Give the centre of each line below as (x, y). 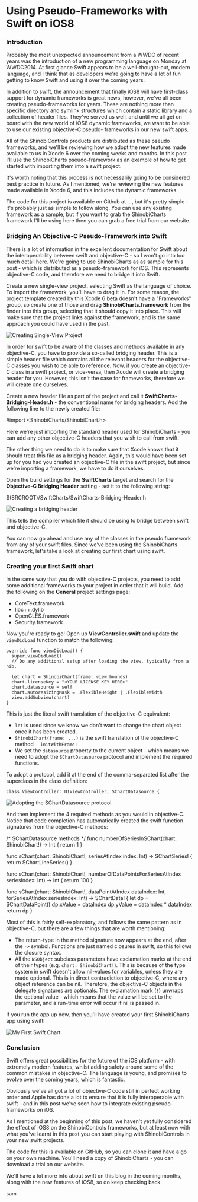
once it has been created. (46, 732)
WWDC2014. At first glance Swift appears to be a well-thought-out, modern (98, 68)
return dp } (19, 911)
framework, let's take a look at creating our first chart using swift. (86, 551)
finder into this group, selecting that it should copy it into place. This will (94, 311)
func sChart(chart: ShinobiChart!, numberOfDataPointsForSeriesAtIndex (94, 874)
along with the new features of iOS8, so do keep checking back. (84, 1182)
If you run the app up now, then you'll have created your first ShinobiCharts (98, 1015)
